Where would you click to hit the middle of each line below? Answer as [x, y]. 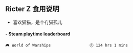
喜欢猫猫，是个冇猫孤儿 [37, 22]
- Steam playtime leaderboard [38, 34]
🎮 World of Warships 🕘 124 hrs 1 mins [66, 45]
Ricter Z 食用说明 [32, 9]
